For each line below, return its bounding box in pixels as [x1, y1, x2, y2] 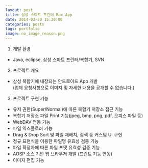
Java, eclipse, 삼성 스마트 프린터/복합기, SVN [12, 57, 105, 63]
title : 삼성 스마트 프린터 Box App [5, 12, 72, 17]
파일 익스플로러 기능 [12, 125, 53, 131]
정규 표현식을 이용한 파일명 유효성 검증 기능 [12, 138, 99, 144]
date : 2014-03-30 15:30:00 [5, 17, 63, 22]
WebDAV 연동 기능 [12, 119, 51, 125]
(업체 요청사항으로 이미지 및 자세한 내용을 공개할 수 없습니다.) [12, 85, 135, 91]
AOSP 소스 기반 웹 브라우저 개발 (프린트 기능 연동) [12, 151, 113, 157]
